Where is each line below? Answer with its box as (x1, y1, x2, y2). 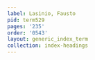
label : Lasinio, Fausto (7, 10, 76, 17)
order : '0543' (7, 29, 49, 37)
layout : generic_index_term (7, 36, 89, 43)
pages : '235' (7, 23, 45, 30)
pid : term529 (7, 17, 45, 23)
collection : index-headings (7, 42, 89, 49)
